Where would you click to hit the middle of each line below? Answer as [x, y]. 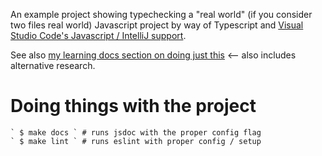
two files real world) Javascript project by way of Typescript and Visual [157, 25]
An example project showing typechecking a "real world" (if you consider [161, 14]
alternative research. [53, 65]
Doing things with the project [133, 106]
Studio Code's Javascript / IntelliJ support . [98, 35]
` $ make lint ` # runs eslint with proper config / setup [136, 141]
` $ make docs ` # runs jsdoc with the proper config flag [136, 132]
